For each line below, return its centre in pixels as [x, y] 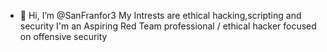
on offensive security [63, 36]
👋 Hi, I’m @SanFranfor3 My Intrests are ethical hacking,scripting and [160, 15]
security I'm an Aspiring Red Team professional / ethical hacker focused [168, 26]
